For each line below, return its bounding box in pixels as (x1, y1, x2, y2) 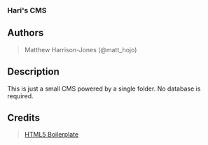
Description (7, 66, 60, 78)
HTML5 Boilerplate (24, 130, 79, 139)
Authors (7, 27, 44, 39)
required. (7, 91, 34, 100)
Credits (7, 112, 41, 123)
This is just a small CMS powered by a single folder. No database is (7, 84, 201, 93)
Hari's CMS (7, 6, 47, 15)
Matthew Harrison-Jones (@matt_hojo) (24, 45, 137, 54)
